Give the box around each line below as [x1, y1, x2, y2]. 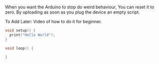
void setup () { [5, 28, 36, 33]
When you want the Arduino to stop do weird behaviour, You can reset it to [5, 4, 155, 10]
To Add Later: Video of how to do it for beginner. [5, 19, 102, 24]
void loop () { [5, 46, 34, 50]
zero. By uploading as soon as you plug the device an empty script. [5, 9, 140, 15]
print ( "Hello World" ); [9, 32, 55, 37]
